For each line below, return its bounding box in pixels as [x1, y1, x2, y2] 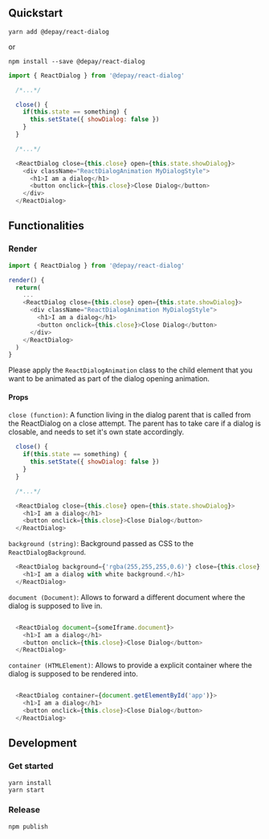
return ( [15, 283, 42, 292]
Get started [8, 760, 54, 771]
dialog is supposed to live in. [8, 601, 103, 611]
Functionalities [8, 219, 84, 232]
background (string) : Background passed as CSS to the [8, 539, 194, 549]
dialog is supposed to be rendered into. [8, 669, 139, 679]
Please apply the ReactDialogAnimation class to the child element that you [8, 365, 253, 375]
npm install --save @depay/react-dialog [8, 57, 146, 65]
